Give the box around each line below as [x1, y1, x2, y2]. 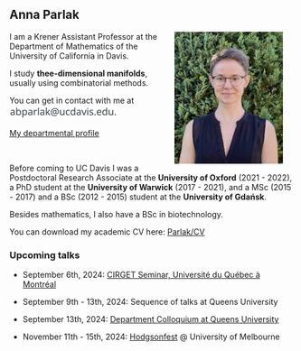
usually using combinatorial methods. [9, 77, 149, 88]
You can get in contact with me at [9, 95, 135, 106]
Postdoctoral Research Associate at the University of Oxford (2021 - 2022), [9, 171, 293, 183]
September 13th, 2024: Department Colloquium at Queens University [22, 314, 279, 325]
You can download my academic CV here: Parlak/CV [9, 226, 205, 237]
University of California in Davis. [9, 50, 129, 61]
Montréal [22, 279, 57, 290]
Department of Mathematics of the [9, 41, 138, 51]
